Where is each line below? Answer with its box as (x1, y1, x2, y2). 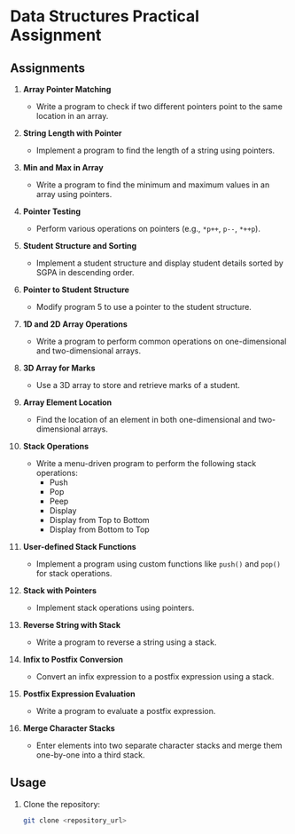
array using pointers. (35, 189, 113, 199)
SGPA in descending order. (35, 267, 136, 277)
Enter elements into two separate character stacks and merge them (35, 740, 283, 751)
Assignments (10, 60, 86, 75)
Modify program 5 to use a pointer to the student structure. (35, 302, 252, 312)
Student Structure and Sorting (22, 241, 137, 250)
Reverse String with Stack (22, 620, 121, 630)
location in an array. (35, 111, 109, 121)
